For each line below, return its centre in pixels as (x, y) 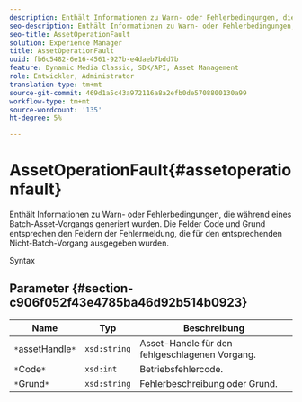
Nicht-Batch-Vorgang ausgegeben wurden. (89, 243)
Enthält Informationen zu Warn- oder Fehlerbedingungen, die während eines (151, 214)
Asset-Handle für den (186, 343)
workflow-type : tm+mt (50, 101)
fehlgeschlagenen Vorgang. (197, 354)
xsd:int (101, 369)
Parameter (40, 289)
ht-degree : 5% (36, 118)
